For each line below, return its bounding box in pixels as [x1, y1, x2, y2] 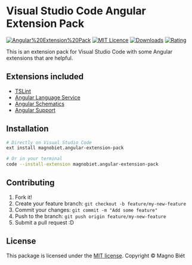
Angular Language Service [14, 93, 80, 101]
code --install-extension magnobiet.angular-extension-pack [6, 161, 159, 167]
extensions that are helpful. [6, 54, 73, 61]
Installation [6, 124, 49, 134]
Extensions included [6, 71, 84, 82]
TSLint [14, 88, 31, 95]
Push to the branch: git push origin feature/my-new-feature [14, 213, 166, 220]
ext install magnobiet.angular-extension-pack [6, 145, 124, 151]
